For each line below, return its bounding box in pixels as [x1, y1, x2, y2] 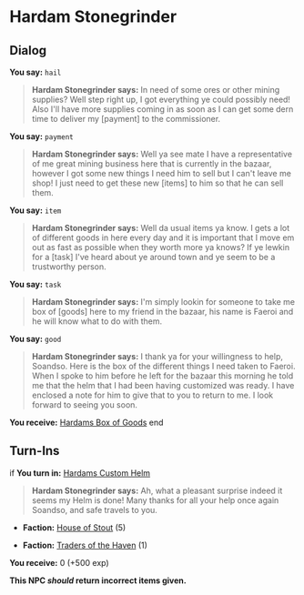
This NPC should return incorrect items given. [9, 575, 187, 586]
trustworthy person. [31, 261, 106, 272]
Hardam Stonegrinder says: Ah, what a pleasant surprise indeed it [31, 485, 283, 496]
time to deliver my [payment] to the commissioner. [31, 114, 221, 124]
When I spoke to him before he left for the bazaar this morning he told [31, 370, 294, 381]
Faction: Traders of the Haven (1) [22, 540, 148, 550]
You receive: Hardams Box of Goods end [9, 417, 164, 428]
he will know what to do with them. [31, 316, 162, 327]
